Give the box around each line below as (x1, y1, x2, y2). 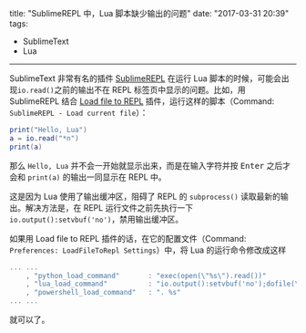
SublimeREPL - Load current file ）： (9, 108, 148, 118)
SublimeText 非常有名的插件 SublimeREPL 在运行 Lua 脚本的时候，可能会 (9, 73, 282, 84)
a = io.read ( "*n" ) (9, 133, 79, 143)
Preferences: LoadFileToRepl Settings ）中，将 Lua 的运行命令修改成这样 (9, 245, 287, 255)
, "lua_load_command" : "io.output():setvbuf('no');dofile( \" (25, 279, 303, 289)
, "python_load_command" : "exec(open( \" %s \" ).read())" (25, 271, 267, 280)
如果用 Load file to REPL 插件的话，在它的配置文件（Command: (9, 233, 247, 244)
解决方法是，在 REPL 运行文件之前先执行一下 (25, 202, 194, 213)
